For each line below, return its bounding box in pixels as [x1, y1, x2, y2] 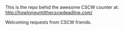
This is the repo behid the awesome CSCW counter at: [5, 4, 119, 10]
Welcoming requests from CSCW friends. [5, 19, 92, 25]
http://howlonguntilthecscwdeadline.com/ [5, 9, 93, 15]
